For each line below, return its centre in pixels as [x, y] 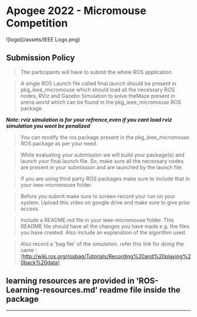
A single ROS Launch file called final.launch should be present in [98, 83]
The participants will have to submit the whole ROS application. [97, 72]
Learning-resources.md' [52, 290]
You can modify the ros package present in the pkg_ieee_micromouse [105, 137]
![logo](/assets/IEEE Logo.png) [43, 39]
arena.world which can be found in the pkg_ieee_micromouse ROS [101, 102]
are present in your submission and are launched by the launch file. [102, 167]
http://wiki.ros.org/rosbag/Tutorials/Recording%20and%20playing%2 [107, 256]
